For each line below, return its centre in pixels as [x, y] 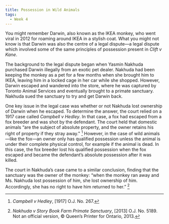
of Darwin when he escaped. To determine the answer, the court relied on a [83, 111]
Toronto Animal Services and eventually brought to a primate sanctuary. [80, 91]
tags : [11, 15]
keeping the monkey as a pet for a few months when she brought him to [80, 75]
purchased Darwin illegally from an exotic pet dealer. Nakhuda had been [80, 70]
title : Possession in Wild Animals [43, 10]
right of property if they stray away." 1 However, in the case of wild [74, 133]
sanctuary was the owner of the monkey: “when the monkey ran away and [82, 175]
